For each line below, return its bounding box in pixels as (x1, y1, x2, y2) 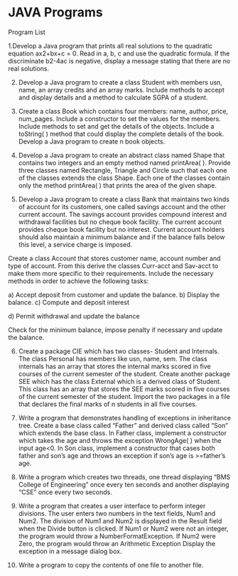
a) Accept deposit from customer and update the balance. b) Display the (8, 290, 220, 299)
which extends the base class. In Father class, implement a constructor (18, 428, 227, 437)
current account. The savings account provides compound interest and (18, 210, 227, 218)
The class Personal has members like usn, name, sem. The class (18, 354, 208, 363)
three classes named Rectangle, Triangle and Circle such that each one (18, 166, 227, 174)
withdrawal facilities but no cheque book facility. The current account (18, 218, 222, 226)
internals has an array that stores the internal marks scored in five (18, 362, 212, 370)
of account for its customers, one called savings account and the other (18, 202, 227, 210)
